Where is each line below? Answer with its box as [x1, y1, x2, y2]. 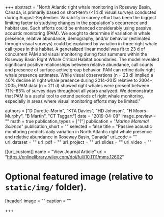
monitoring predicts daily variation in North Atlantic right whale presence [5, 129, 152, 134]
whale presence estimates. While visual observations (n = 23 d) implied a [5, 72, 153, 78]
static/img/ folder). [5, 182, 87, 193]
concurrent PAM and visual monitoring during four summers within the [5, 51, 147, 57]
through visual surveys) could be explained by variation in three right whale [5, 41, 158, 46]
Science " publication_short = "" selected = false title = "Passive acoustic [5, 124, 152, 129]
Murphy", [5, 113, 24, 119]
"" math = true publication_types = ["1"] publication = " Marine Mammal [5, 118, 149, 124]
